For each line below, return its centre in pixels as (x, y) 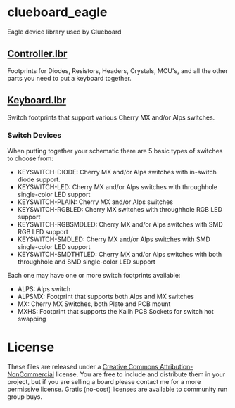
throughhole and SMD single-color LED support (87, 262)
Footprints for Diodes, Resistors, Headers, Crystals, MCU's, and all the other (118, 70)
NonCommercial (31, 374)
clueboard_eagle (57, 12)
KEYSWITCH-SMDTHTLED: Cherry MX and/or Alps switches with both (120, 254)
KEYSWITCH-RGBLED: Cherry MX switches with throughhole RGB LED (120, 209)
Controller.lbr (37, 54)
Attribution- (176, 366)
